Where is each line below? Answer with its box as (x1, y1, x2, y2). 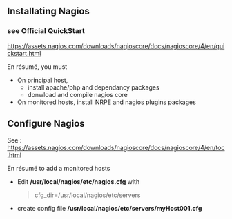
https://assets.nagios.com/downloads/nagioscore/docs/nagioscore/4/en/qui (7, 41, 225, 50)
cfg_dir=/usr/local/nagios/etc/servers (34, 191, 141, 199)
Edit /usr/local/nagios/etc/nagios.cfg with (17, 177, 140, 185)
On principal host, (17, 76, 68, 84)
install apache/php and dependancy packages (27, 83, 160, 92)
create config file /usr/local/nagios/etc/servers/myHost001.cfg (17, 204, 202, 212)
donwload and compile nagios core (27, 90, 128, 98)
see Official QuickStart (7, 26, 85, 36)
